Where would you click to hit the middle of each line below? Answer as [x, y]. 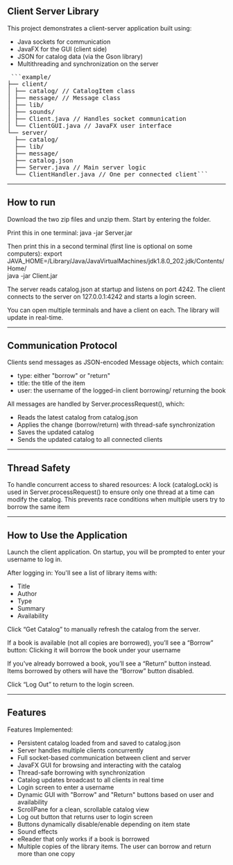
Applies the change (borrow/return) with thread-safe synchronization [116, 425]
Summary [31, 609]
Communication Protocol [62, 346]
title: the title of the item [51, 383]
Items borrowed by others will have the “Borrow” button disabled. [101, 671]
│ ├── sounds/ [31, 112]
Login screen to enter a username [66, 787]
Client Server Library [53, 11]
